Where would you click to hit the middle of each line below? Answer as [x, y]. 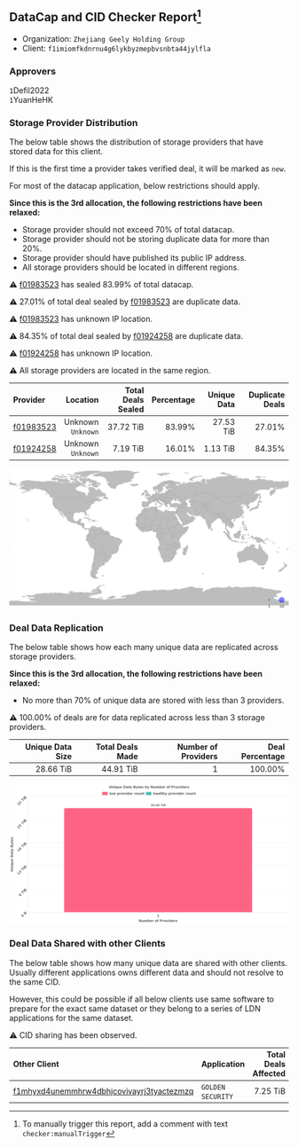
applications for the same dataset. [71, 1017]
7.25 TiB [270, 1091]
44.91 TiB [120, 769]
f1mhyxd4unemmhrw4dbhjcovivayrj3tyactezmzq [103, 1091]
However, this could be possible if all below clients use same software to [142, 999]
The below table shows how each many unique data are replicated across [144, 648]
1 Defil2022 [29, 90]
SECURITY [217, 1096]
